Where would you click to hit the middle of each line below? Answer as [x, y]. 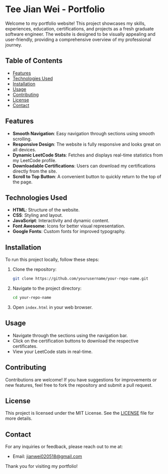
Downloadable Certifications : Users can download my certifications [84, 166]
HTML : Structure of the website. [46, 210]
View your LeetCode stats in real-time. [52, 351]
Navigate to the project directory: [47, 288]
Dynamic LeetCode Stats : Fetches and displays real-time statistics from [88, 155]
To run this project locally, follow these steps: [52, 260]
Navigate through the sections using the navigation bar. [70, 335]
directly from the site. [35, 171]
